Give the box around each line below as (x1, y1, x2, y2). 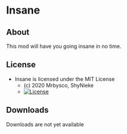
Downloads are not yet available (6, 120, 84, 128)
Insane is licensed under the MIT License (14, 75, 115, 83)
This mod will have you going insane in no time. (6, 43, 122, 50)
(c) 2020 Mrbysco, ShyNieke (23, 81, 94, 89)
